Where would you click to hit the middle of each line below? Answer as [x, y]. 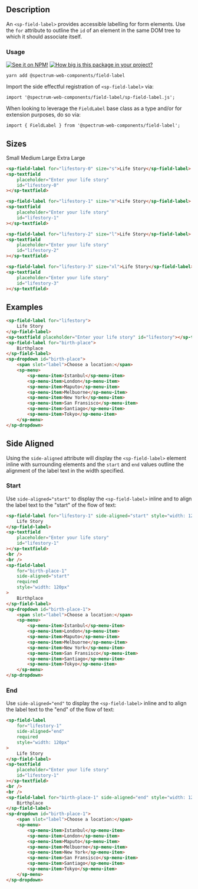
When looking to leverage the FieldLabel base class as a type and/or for [94, 108]
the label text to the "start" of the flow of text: [61, 505]
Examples [24, 307]
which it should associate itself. [44, 36]
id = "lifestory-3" [38, 283]
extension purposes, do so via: [44, 115]
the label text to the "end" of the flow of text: [60, 710]
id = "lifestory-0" [38, 185]
